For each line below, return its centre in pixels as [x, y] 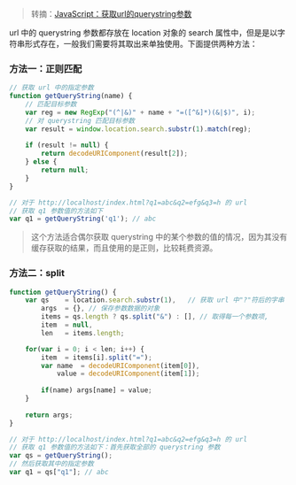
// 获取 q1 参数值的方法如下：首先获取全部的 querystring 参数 [115, 447]
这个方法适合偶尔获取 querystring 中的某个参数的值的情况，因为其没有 [159, 237]
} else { [41, 162]
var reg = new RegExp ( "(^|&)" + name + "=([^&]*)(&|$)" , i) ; [140, 112]
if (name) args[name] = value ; [97, 390]
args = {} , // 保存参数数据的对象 [101, 309]
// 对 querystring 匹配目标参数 [80, 120]
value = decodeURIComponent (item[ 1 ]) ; [128, 374]
